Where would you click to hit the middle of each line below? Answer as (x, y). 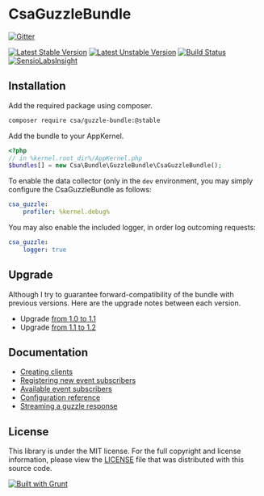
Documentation (48, 352)
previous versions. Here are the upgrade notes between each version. (125, 303)
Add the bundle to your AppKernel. (66, 136)
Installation (37, 86)
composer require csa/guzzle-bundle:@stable (84, 120)
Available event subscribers (66, 389)
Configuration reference (60, 397)
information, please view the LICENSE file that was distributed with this (126, 460)
